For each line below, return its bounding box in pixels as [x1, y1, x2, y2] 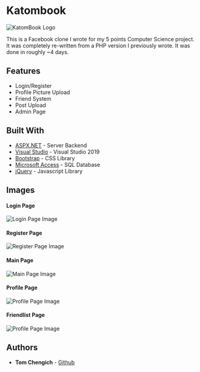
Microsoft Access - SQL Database [15, 161, 101, 168]
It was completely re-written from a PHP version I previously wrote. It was [6, 42, 190, 49]
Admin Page [15, 107, 46, 115]
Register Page [6, 229, 42, 237]
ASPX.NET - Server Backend [15, 141, 87, 149]
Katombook [6, 4, 67, 18]
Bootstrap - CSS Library [15, 154, 75, 161]
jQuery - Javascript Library [15, 167, 83, 175]
